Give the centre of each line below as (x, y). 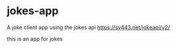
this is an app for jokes (35, 39)
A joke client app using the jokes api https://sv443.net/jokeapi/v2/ (88, 27)
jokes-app (33, 11)
